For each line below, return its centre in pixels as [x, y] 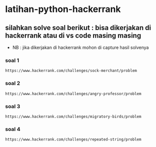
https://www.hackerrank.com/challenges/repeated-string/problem [73, 139]
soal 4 [13, 129]
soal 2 [13, 83]
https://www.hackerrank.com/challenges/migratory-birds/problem [73, 116]
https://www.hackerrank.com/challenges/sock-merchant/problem [71, 71]
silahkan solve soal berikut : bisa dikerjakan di [78, 28]
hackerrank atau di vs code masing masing [73, 35]
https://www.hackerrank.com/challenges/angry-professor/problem [73, 93]
